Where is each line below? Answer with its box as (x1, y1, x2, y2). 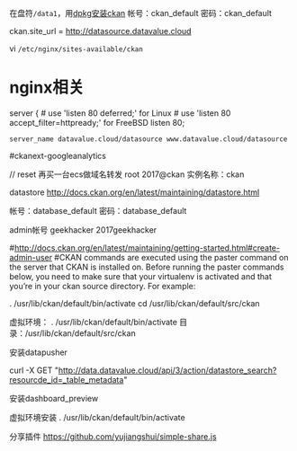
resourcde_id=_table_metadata (9, 374, 124, 385)
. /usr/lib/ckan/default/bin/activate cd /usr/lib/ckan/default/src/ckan (9, 297, 260, 308)
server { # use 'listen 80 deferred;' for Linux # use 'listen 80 (9, 107, 231, 119)
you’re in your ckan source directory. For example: (9, 280, 196, 291)
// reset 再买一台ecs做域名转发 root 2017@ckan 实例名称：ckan (9, 169, 245, 180)
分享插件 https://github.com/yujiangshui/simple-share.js (9, 430, 218, 442)
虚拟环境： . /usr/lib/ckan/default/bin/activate (9, 316, 178, 327)
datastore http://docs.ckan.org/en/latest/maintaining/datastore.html (9, 187, 260, 198)
